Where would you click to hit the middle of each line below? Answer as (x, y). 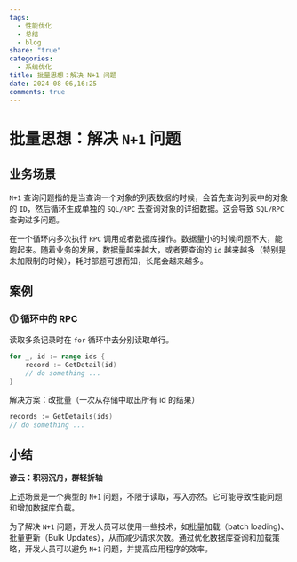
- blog (29, 42)
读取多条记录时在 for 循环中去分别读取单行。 (92, 340)
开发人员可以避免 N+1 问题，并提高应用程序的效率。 (119, 549)
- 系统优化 (35, 68)
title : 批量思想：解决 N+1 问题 (63, 76)
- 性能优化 (35, 26)
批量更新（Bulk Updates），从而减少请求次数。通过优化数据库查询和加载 (141, 538)
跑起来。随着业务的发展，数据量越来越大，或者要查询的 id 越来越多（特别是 (148, 249)
